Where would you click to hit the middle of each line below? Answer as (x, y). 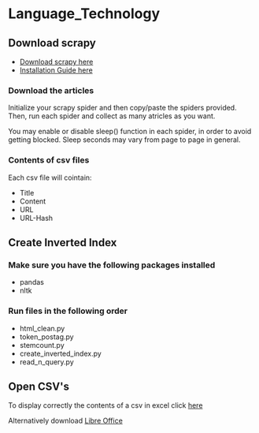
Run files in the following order (68, 311)
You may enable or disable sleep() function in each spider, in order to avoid (130, 132)
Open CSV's (39, 386)
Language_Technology (84, 14)
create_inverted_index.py (61, 353)
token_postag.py (46, 337)
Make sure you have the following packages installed (112, 265)
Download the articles (51, 90)
